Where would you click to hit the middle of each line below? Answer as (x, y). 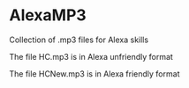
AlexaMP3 (48, 15)
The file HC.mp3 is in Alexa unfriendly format (91, 56)
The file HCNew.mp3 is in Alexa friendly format (94, 73)
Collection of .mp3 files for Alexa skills (79, 40)
